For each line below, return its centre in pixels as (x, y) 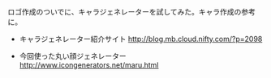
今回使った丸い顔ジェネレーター (73, 56)
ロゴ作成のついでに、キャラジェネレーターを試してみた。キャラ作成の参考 (132, 12)
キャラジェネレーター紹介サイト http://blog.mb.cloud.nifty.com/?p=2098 (141, 39)
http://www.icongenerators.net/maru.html (89, 65)
